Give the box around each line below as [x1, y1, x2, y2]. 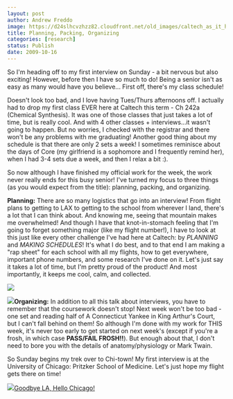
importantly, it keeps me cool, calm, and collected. [7, 269, 151, 278]
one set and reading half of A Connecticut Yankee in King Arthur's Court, [7, 312, 216, 320]
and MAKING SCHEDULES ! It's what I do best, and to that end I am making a [7, 240, 225, 249]
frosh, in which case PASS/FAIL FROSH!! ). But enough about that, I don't [7, 334, 215, 342]
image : [7, 23, 26, 30]
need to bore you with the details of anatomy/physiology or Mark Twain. [7, 341, 213, 350]
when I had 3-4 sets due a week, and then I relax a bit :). [7, 154, 169, 163]
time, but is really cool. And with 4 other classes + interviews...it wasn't [7, 118, 211, 126]
